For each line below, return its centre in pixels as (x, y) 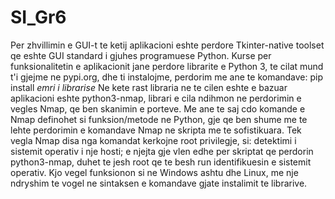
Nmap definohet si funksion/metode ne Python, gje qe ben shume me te (159, 119)
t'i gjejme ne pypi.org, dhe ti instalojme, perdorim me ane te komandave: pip (167, 77)
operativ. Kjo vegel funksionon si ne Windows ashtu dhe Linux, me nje (154, 172)
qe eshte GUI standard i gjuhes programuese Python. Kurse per (141, 55)
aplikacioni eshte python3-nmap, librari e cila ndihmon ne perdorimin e (156, 98)
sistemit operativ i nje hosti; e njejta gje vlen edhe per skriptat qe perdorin (162, 151)
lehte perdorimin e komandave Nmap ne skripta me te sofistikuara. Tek (156, 130)
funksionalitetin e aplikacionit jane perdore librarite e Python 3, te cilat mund (167, 66)
